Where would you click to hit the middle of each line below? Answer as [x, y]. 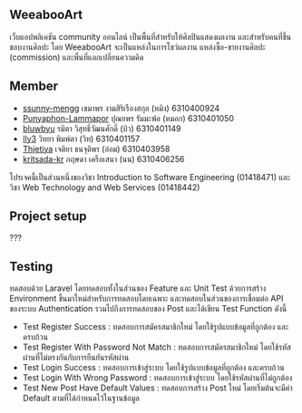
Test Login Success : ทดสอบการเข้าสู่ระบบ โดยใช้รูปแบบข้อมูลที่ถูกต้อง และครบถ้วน [154, 368]
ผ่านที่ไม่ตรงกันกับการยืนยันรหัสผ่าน [76, 358]
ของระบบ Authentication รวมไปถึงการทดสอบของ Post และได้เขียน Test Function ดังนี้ [148, 309]
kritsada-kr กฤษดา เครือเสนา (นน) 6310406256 [103, 158]
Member [34, 86]
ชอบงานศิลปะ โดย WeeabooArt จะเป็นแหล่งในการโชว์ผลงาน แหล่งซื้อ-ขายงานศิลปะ [137, 47]
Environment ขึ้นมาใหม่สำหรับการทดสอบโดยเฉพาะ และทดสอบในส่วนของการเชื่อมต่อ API [146, 299]
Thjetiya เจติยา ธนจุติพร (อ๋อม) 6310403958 [96, 149]
